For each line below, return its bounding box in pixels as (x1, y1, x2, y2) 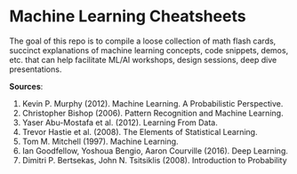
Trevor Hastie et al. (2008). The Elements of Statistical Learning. (21, 126, 258, 137)
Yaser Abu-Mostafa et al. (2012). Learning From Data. (21, 117, 218, 128)
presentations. (9, 64, 62, 75)
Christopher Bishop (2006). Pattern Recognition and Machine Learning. (21, 107, 284, 118)
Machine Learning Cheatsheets (9, 6, 246, 27)
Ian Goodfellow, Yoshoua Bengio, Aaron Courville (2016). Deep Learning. (21, 145, 289, 156)
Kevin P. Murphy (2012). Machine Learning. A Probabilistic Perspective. (21, 98, 284, 108)
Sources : (9, 81, 44, 91)
